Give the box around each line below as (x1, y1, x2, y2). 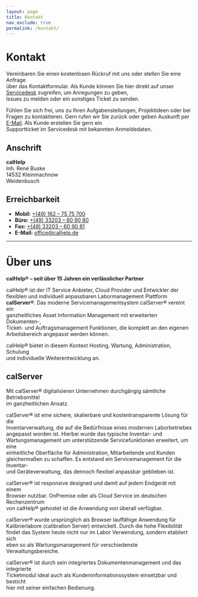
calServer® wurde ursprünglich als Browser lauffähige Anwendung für (6, 516, 177, 523)
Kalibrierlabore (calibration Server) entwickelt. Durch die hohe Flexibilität (6, 522, 183, 530)
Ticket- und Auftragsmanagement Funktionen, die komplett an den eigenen (6, 324, 189, 331)
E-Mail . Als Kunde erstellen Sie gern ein (6, 120, 102, 127)
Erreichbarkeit (6, 195, 60, 205)
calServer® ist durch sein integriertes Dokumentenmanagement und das (6, 559, 181, 566)
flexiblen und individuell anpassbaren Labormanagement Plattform (6, 292, 168, 299)
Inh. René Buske (6, 165, 45, 172)
